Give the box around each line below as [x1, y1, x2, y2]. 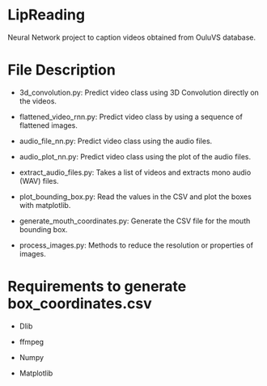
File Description [7, 61, 117, 79]
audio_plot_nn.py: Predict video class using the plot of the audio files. [19, 151, 252, 161]
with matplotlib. [19, 200, 71, 210]
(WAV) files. [19, 176, 59, 185]
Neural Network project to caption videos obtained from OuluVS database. [7, 32, 256, 42]
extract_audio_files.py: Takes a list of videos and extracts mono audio [19, 168, 252, 177]
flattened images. [19, 120, 78, 130]
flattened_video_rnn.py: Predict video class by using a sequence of [19, 112, 244, 121]
